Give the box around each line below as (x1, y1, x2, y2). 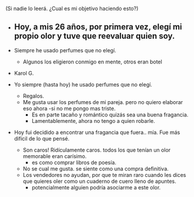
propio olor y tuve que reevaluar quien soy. (14, 31, 175, 41)
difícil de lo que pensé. (14, 135, 70, 142)
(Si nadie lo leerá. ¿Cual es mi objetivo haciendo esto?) (5, 5, 139, 12)
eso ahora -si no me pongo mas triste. (22, 105, 116, 112)
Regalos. (22, 92, 45, 99)
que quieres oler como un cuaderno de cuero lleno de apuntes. (22, 178, 176, 185)
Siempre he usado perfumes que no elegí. (14, 46, 116, 54)
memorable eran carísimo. (22, 152, 87, 159)
